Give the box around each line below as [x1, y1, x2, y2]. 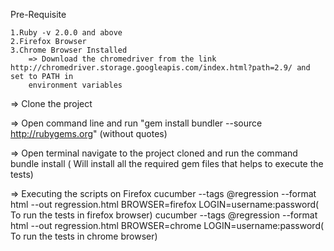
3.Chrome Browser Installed [10, 45, 128, 55]
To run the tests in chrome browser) [10, 230, 158, 242]
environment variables [28, 80, 123, 90]
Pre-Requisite [10, 9, 67, 20]
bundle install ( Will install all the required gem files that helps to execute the [10, 158, 324, 169]
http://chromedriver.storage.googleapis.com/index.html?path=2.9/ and [10, 63, 311, 73]
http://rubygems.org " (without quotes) [10, 128, 168, 139]
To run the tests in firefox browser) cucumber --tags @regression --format [10, 209, 318, 221]
